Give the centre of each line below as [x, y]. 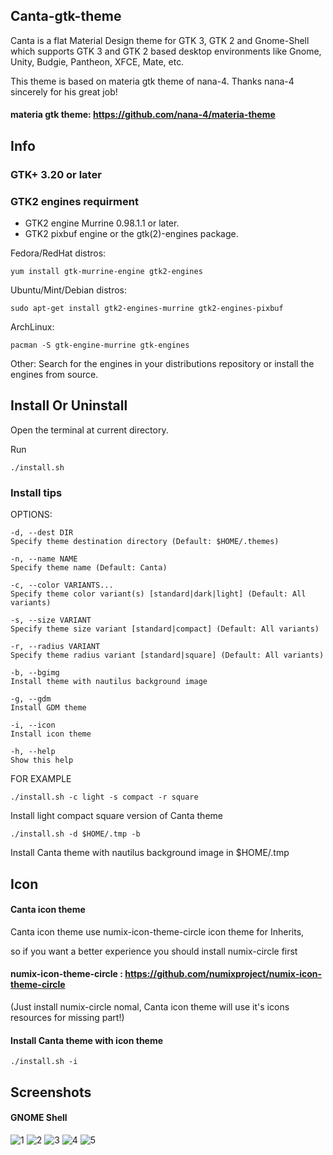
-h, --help [33, 752]
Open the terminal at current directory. [89, 430]
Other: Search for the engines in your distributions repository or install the [162, 364]
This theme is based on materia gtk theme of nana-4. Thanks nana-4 [152, 81]
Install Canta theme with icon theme [87, 1040]
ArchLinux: [32, 327]
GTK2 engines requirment [74, 201]
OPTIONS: [31, 515]
